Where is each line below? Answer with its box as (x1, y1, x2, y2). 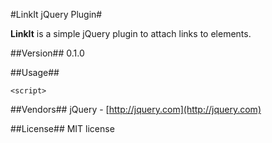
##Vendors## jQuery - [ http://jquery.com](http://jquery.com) (10, 104, 262, 115)
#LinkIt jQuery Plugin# (10, 9, 103, 20)
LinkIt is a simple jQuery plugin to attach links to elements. (10, 28, 252, 39)
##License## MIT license (10, 123, 115, 134)
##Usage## (10, 67, 60, 78)
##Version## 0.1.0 (10, 47, 85, 59)
